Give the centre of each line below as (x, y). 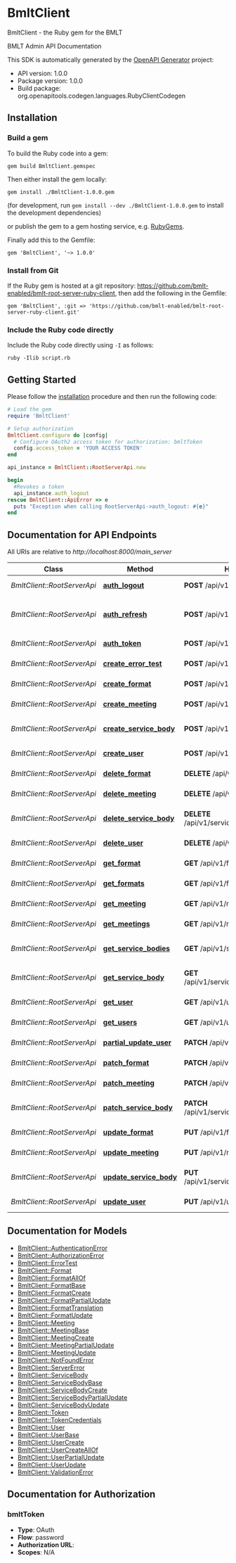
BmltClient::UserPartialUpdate (61, 1457)
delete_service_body (139, 819)
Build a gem (28, 138)
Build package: (39, 88)
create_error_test (132, 664)
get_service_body (134, 978)
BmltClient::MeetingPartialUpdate (66, 1345)
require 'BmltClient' (39, 416)
